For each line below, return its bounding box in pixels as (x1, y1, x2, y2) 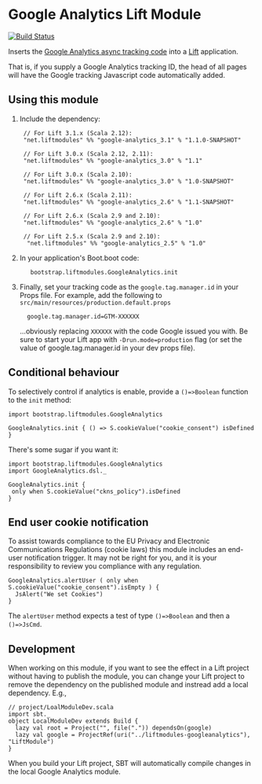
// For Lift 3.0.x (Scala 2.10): (23, 171, 133, 179)
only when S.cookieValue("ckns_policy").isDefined (11, 488, 180, 495)
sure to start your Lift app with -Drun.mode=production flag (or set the (19, 334, 242, 344)
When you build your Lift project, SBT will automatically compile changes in (8, 759, 251, 768)
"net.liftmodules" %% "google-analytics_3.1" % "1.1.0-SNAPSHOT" (23, 136, 242, 144)
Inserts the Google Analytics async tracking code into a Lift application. (8, 46, 238, 56)
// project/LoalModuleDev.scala (8, 704, 114, 712)
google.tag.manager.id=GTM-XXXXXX (27, 312, 140, 320)
